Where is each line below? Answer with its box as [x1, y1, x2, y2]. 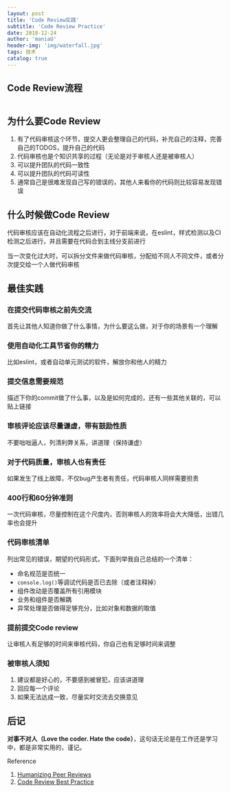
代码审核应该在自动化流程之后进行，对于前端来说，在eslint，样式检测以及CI [7, 228, 221, 237]
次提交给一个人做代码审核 [7, 260, 80, 269]
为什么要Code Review [7, 115, 101, 127]
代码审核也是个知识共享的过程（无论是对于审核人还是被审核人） [16, 152, 198, 161]
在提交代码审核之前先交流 [7, 305, 92, 315]
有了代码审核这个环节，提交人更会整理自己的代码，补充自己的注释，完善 [16, 135, 222, 143]
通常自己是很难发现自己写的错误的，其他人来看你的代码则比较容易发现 [16, 178, 217, 186]
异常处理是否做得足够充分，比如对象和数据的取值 [16, 604, 156, 612]
